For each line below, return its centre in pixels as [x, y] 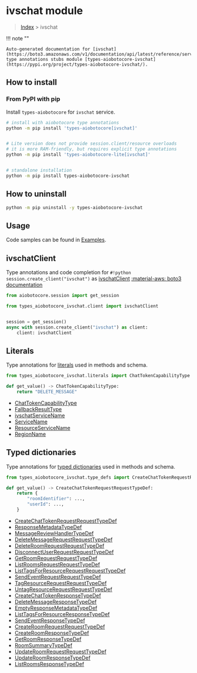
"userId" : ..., [46, 504]
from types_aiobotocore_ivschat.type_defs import [68, 477]
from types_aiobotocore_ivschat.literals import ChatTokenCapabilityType [98, 376]
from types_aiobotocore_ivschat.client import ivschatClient [82, 306]
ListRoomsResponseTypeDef [49, 664]
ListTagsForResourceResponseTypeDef [62, 614]
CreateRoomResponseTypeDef [52, 633]
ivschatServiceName [40, 415]
